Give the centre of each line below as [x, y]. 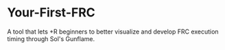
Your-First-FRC [51, 13]
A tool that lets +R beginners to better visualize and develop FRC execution [113, 32]
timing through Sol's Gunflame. [51, 38]
